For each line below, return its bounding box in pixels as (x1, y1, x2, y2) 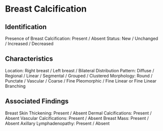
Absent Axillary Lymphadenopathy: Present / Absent (5, 120, 110, 126)
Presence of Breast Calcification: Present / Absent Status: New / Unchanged (5, 35, 158, 41)
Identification (5, 23, 47, 31)
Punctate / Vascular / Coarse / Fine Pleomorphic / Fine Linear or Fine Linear (5, 78, 157, 83)
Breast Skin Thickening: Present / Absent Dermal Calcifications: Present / (5, 110, 152, 116)
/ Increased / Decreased (5, 41, 54, 47)
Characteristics (5, 55, 54, 63)
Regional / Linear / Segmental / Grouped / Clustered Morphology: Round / (5, 73, 153, 79)
